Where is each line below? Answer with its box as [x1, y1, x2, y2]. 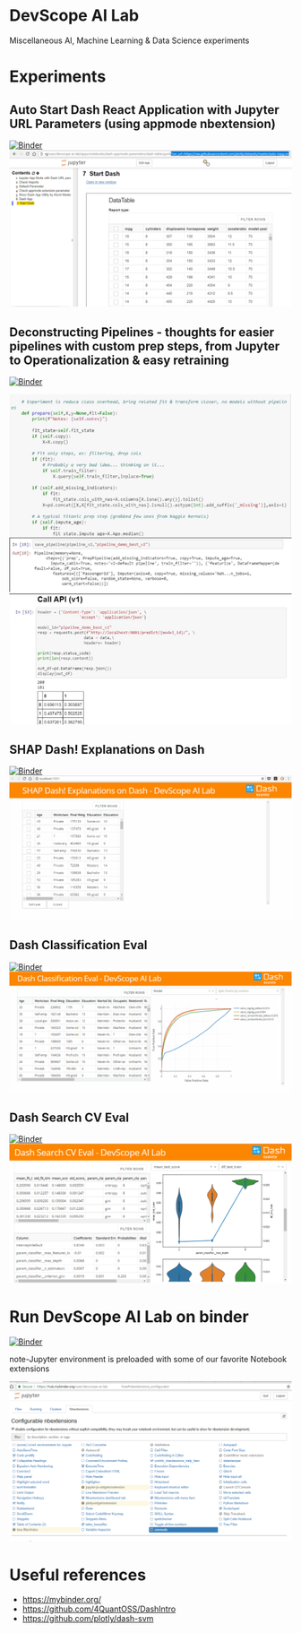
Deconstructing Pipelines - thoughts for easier [9, 324, 275, 340]
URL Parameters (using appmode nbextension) [9, 116, 276, 131]
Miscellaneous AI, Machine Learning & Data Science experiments [9, 35, 250, 46]
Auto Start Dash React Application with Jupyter [9, 102, 279, 117]
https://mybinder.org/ [21, 1594, 101, 1605]
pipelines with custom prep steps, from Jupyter [9, 338, 280, 354]
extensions [9, 1363, 50, 1374]
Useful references [9, 1565, 146, 1585]
